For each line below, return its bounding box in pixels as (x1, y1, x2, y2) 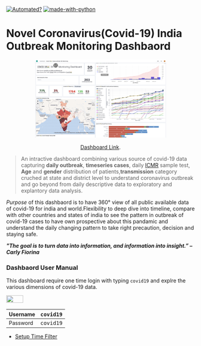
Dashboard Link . (80, 144, 121, 151)
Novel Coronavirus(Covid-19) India (6, 27, 182, 40)
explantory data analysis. (20, 187, 83, 194)
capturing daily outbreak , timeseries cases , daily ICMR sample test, (20, 162, 190, 169)
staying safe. (6, 231, 38, 238)
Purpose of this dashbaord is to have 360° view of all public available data (6, 198, 190, 206)
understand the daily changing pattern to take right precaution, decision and (6, 224, 194, 231)
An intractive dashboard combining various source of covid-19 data (20, 155, 187, 163)
